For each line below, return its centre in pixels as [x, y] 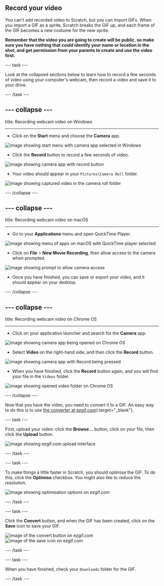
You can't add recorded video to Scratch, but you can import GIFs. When [78, 20]
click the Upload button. [29, 434]
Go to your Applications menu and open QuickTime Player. [72, 234]
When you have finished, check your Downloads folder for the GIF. [71, 569]
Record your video [34, 8]
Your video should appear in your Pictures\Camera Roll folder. [75, 174]
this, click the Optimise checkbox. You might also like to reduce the [73, 478]
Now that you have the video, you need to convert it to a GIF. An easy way [80, 405]
